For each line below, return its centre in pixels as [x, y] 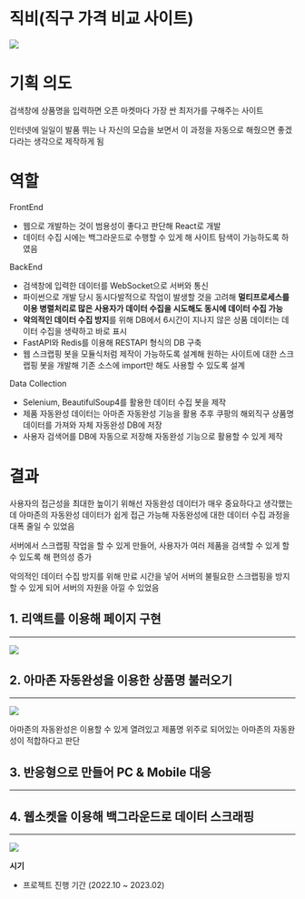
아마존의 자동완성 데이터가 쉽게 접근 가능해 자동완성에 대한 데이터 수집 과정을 [154, 514]
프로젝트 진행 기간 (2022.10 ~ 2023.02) [93, 885]
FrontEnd [26, 207]
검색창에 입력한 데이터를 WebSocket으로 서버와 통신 [115, 285]
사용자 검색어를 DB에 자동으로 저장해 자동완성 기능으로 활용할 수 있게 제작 [152, 436]
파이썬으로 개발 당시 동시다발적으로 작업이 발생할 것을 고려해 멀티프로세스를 [156, 297]
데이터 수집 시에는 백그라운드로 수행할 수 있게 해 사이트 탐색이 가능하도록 [151, 237]
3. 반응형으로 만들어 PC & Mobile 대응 [110, 772]
